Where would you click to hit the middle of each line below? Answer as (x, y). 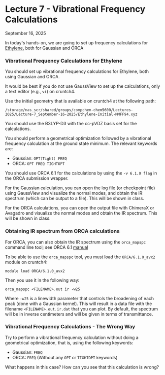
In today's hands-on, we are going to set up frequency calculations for (77, 42)
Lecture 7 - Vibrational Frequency (75, 9)
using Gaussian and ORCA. (33, 77)
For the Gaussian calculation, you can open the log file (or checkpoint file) (80, 188)
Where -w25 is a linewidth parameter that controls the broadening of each (80, 298)
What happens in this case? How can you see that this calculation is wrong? (82, 367)
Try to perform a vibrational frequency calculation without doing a (72, 337)
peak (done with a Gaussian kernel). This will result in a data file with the (79, 304)
